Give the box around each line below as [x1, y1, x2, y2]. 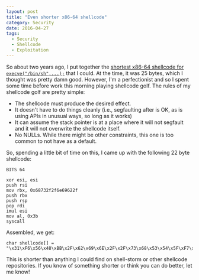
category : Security [6, 19, 54, 25]
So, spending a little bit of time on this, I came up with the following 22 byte [6, 149, 190, 156]
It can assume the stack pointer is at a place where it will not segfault [14, 119, 184, 126]
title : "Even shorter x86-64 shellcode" [6, 14, 108, 20]
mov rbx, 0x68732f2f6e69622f [6, 187, 78, 193]
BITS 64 [6, 167, 25, 172]
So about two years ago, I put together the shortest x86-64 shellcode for [6, 63, 184, 70]
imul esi [6, 208, 28, 214]
